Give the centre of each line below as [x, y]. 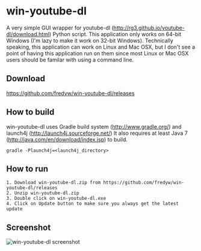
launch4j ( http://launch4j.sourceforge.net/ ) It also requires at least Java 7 [97, 133]
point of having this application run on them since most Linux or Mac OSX [97, 53]
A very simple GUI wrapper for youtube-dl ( [60, 28]
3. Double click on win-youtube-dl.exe [56, 199]
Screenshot [29, 227]
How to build [30, 112]
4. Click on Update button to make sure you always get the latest [93, 204]
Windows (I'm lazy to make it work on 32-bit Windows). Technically [90, 40]
